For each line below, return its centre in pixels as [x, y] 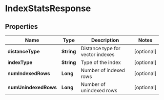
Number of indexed [103, 70]
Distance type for [101, 48]
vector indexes [98, 54]
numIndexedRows [29, 73]
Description [105, 40]
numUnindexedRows [32, 87]
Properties [21, 27]
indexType [20, 62]
